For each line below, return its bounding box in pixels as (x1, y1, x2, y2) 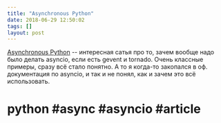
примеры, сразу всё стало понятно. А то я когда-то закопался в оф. (7, 63, 208, 71)
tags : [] (7, 23, 32, 30)
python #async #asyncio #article (7, 101, 202, 117)
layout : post (7, 29, 45, 36)
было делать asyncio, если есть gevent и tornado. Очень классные (7, 56, 204, 64)
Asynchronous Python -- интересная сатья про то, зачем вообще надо (7, 48, 215, 56)
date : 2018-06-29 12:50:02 (7, 16, 85, 23)
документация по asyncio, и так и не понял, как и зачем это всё (7, 70, 196, 78)
